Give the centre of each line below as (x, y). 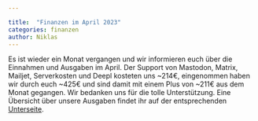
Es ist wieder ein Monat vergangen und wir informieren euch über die (120, 59)
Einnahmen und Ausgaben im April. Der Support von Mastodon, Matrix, (123, 68)
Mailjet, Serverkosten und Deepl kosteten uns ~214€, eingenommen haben (129, 76)
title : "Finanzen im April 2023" (65, 22)
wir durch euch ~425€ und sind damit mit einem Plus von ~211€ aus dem (126, 84)
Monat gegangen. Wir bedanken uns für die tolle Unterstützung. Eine (120, 93)
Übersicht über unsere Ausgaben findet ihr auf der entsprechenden (118, 101)
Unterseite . (26, 109)
